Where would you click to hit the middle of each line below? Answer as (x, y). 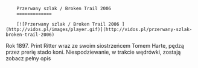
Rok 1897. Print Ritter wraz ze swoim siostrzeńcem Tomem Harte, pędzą (95, 46)
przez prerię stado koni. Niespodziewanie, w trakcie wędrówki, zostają (93, 52)
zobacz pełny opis (28, 58)
